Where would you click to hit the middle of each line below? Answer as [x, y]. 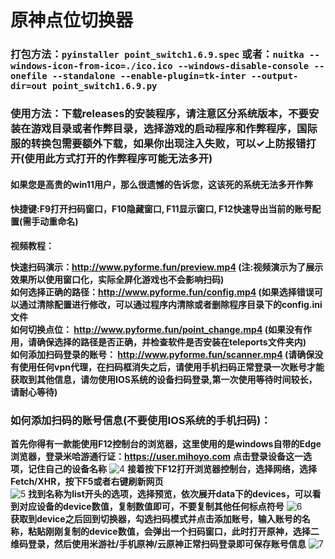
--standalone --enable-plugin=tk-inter [149, 76]
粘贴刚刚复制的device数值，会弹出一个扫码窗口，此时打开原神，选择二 [173, 532]
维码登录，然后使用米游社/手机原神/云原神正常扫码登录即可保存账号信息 [158, 544]
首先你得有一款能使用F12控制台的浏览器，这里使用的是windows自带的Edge [166, 444]
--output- [275, 76]
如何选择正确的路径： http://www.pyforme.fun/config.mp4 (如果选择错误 [162, 292]
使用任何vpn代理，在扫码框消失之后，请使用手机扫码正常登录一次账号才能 [171, 367]
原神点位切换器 [72, 20]
